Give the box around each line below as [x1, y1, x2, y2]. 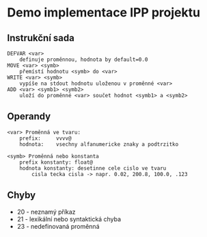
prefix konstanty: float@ [19, 159, 94, 166]
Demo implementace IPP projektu [7, 5, 200, 21]
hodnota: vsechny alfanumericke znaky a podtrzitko [19, 140, 179, 148]
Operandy [7, 111, 51, 123]
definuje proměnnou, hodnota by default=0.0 [19, 56, 148, 63]
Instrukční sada [7, 32, 75, 44]
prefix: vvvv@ [19, 135, 72, 142]
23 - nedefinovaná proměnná [16, 222, 100, 230]
